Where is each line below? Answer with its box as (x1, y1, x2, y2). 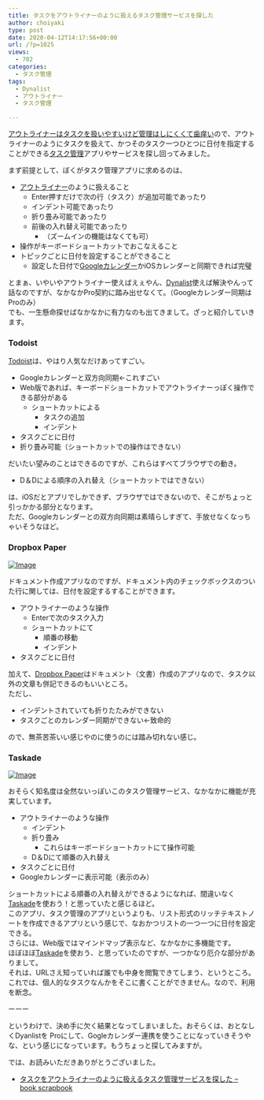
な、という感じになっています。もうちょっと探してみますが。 (8, 1041, 207, 1050)
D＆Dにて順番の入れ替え (31, 852, 111, 862)
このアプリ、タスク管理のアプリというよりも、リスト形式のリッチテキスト (8, 908, 249, 919)
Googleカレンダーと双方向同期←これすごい (19, 373, 160, 382)
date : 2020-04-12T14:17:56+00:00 (8, 33, 118, 42)
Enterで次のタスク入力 (31, 613, 104, 622)
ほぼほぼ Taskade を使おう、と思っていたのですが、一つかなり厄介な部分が (8, 948, 249, 958)
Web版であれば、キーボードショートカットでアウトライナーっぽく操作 (19, 383, 248, 393)
